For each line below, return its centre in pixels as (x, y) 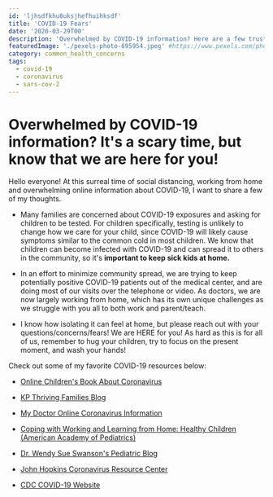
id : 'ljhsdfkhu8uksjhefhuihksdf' (65, 16)
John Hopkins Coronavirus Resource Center (94, 469)
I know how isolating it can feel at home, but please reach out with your (139, 324)
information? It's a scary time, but (125, 141)
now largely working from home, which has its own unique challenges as (142, 300)
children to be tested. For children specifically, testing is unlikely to (132, 223)
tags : (17, 62)
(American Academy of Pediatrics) (78, 438)
